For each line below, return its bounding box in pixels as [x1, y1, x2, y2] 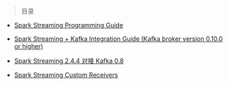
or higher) [13, 42, 44, 50]
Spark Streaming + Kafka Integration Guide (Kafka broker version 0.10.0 [13, 35, 223, 43]
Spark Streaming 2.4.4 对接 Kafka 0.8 [13, 56, 124, 65]
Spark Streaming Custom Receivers [13, 70, 118, 79]
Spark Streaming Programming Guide [13, 21, 124, 29]
